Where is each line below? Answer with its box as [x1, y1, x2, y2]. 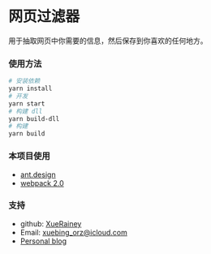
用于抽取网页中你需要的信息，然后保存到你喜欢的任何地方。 [8, 36, 208, 45]
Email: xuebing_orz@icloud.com [19, 227, 128, 237]
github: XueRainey [19, 218, 82, 228]
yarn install [8, 84, 53, 93]
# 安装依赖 [8, 77, 41, 85]
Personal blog [19, 236, 67, 246]
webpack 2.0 [19, 178, 64, 187]
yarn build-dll [8, 114, 60, 123]
